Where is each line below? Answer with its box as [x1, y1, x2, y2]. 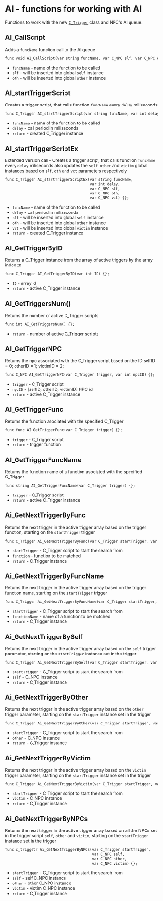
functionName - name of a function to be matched [12, 614, 111, 619]
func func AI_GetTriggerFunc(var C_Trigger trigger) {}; [5, 428, 123, 433]
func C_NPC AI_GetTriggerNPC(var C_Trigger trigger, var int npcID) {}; [5, 372, 155, 377]
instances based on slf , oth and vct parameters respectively [5, 168, 127, 174]
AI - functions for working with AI [5, 3, 142, 15]
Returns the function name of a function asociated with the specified [5, 469, 142, 475]
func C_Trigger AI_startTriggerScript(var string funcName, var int [5, 111, 147, 116]
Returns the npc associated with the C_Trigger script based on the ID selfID [5, 357, 155, 363]
